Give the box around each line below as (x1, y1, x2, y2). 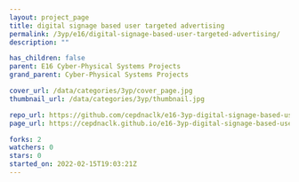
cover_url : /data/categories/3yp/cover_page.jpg (9, 86, 193, 95)
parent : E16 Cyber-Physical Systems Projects (9, 62, 181, 71)
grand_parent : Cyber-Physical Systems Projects (9, 70, 190, 80)
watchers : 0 (9, 143, 53, 152)
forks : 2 (9, 135, 42, 144)
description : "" (9, 37, 69, 47)
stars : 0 (9, 152, 42, 161)
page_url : (9, 119, 46, 128)
